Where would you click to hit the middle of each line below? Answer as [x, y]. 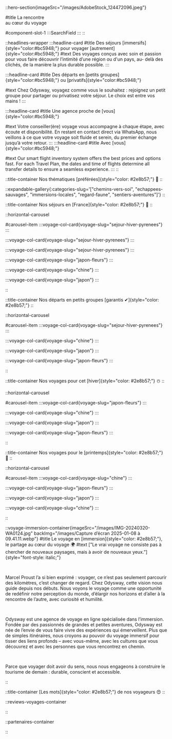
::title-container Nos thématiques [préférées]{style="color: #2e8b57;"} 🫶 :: [84, 179]
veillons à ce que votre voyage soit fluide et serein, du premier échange [81, 137]
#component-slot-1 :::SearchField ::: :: [45, 33]
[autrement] [102, 48]
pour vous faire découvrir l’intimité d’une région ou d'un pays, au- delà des [84, 59]
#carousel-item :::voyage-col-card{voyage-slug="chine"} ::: [69, 478]
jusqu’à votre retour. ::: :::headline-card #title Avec [58, 143]
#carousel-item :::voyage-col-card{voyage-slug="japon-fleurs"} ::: [76, 403]
